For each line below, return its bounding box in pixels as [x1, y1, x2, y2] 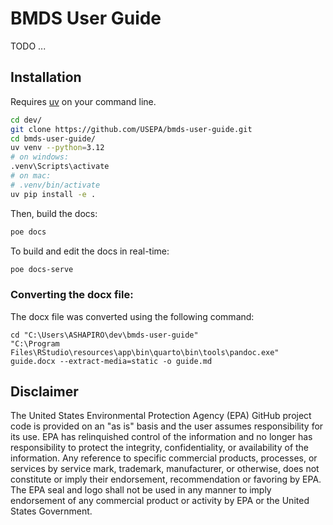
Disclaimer [10, 383, 79, 401]
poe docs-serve [10, 264, 74, 274]
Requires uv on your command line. [10, 95, 157, 107]
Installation [10, 69, 82, 86]
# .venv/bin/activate [10, 180, 101, 190]
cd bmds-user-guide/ [10, 133, 97, 144]
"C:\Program [10, 338, 60, 349]
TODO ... [10, 40, 47, 52]
